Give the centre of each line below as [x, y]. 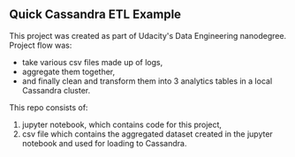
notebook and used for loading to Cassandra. [104, 143]
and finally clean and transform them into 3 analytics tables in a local [147, 81]
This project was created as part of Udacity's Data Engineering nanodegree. [148, 35]
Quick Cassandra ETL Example [95, 15]
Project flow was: [41, 45]
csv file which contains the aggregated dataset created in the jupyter [147, 134]
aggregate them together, [68, 71]
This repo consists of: [49, 107]
